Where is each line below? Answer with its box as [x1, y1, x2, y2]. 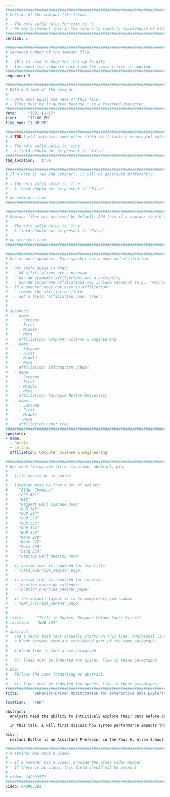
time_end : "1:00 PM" [5, 120, 49, 126]
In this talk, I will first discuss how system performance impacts [10, 723, 157, 728]
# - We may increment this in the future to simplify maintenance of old [5, 26, 164, 32]
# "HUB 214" [5, 511, 39, 516]
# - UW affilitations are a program [5, 270, 87, 275]
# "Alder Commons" [5, 487, 53, 493]
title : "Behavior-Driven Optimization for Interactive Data [5, 691, 146, 696]
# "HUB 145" [5, 506, 39, 511]
